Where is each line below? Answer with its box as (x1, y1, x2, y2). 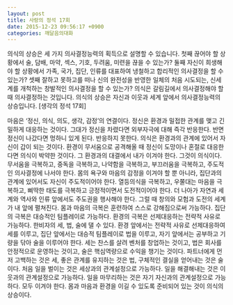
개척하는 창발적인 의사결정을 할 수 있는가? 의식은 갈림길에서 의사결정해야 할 (19, 84, 224, 93)
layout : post (7, 10, 45, 17)
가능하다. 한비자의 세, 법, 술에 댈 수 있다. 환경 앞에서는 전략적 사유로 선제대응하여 (7, 221, 226, 230)
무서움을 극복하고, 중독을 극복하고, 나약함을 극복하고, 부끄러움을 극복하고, (7, 160, 206, 169)
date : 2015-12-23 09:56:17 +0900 (7, 23, 104, 30)
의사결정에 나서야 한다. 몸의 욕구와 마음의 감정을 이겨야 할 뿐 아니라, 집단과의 (14, 169, 223, 178)
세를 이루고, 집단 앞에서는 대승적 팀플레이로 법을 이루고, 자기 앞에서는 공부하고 (7, 230, 219, 238)
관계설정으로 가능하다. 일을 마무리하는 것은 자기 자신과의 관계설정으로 (25, 273, 214, 282)
